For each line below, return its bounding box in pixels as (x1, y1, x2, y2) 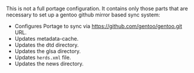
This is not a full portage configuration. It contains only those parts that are (6, 5, 188, 12)
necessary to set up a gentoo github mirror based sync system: (6, 11, 160, 18)
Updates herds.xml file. (14, 54, 71, 61)
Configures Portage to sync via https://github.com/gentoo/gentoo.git (14, 23, 182, 29)
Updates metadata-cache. (14, 35, 78, 42)
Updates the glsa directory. (14, 48, 81, 55)
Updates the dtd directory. (14, 41, 79, 48)
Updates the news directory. (14, 60, 84, 67)
